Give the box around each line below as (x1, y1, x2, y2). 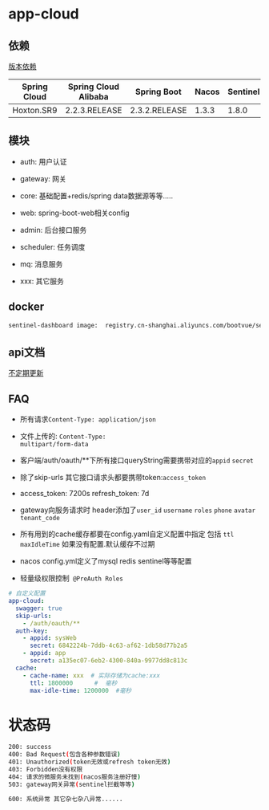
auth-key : (15, 627, 48, 635)
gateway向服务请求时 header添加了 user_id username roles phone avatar (19, 505, 256, 515)
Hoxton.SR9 (12, 105, 58, 116)
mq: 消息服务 (19, 258, 63, 269)
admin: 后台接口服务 (19, 225, 87, 234)
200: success (8, 743, 52, 751)
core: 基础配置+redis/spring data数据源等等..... (19, 190, 174, 201)
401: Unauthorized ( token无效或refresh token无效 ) (8, 758, 171, 767)
